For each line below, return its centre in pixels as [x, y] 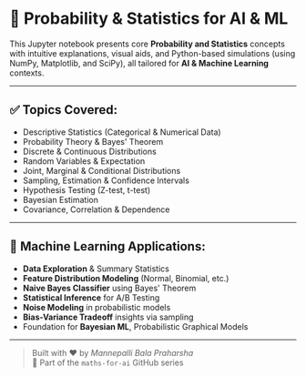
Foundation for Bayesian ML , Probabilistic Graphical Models [135, 326]
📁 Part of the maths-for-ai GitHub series [107, 362]
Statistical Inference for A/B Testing [91, 297]
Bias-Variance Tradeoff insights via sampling [108, 317]
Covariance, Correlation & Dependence [96, 209]
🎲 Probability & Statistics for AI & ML [149, 19]
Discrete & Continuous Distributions [89, 151]
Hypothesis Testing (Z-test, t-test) [87, 189]
